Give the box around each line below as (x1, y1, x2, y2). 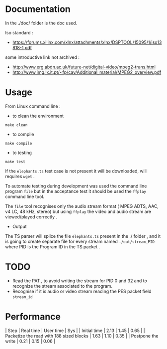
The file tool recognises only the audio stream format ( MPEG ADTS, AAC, (5, 203, 159, 209)
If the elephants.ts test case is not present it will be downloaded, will (5, 168, 147, 174)
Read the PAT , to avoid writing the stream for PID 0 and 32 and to (12, 278, 148, 284)
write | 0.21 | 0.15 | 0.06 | (5, 338, 56, 344)
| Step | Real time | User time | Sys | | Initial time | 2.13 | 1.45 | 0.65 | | (5, 328, 145, 334)
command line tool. (5, 193, 45, 199)
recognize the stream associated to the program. (12, 283, 113, 289)
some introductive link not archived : (5, 54, 80, 60)
